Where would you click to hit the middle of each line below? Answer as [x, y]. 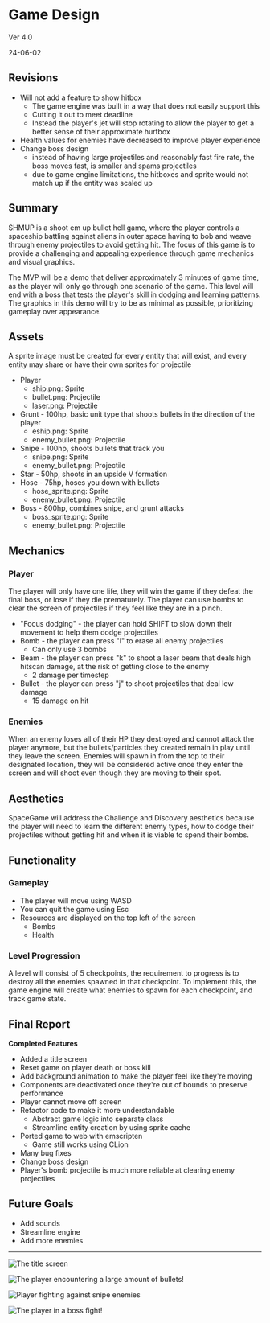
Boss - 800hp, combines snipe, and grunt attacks [102, 508]
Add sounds [40, 1223]
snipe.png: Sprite [60, 457]
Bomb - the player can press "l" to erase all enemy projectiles [122, 641]
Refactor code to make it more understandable [97, 1110]
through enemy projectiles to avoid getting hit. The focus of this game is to [132, 244]
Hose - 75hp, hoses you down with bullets [90, 483]
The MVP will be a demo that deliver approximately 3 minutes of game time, [134, 277]
